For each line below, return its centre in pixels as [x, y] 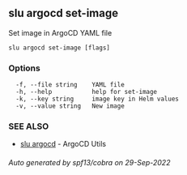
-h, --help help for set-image [87, 92]
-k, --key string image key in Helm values [98, 99]
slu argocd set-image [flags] [59, 48]
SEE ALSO [29, 126]
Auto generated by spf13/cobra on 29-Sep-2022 [89, 162]
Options [24, 68]
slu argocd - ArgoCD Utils [63, 144]
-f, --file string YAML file [70, 85]
